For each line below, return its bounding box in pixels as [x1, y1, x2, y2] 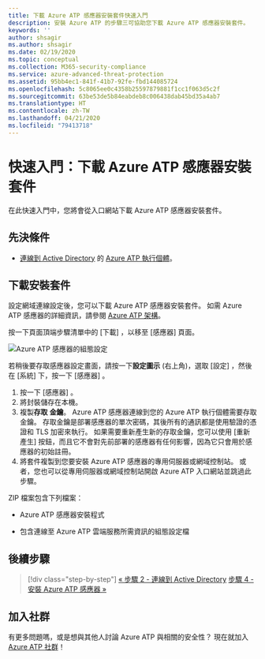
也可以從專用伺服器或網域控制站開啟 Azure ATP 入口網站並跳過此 [40, 466, 252, 476]
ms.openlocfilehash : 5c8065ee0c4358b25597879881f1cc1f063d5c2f [8, 84, 221, 93]
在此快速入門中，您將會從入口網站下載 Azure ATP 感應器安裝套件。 [8, 205, 226, 215]
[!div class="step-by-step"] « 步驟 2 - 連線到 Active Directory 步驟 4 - [27, 575, 254, 584]
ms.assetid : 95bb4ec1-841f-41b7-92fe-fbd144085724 [8, 77, 178, 85]
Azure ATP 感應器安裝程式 [19, 510, 105, 519]
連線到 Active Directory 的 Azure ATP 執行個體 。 [19, 253, 177, 263]
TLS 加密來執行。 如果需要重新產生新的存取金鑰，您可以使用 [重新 [35, 427, 251, 436]
